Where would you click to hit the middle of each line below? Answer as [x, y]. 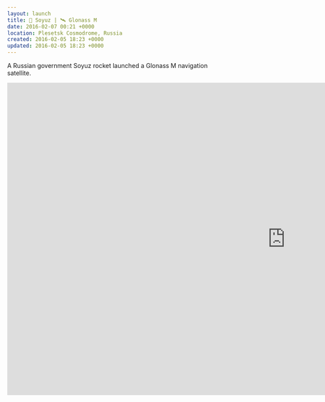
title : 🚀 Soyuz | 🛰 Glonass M [52, 20]
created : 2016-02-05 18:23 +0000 [56, 40]
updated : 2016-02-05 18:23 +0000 [56, 46]
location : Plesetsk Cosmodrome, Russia [65, 33]
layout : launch [29, 14]
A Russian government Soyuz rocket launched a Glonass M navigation [108, 66]
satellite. [19, 73]
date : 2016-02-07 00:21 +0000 [51, 26]
